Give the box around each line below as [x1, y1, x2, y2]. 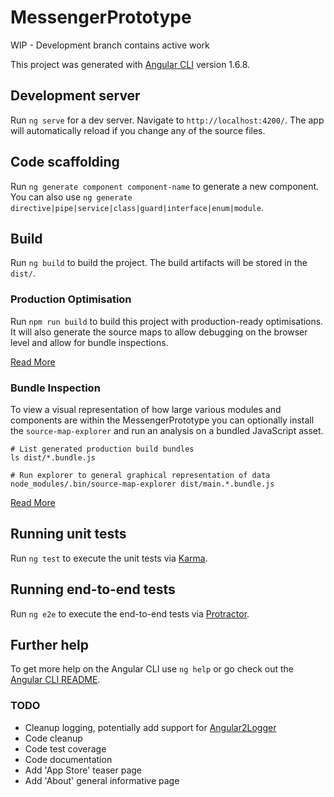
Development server [10, 87, 141, 105]
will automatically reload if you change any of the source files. [10, 124, 266, 136]
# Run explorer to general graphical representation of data [10, 470, 271, 480]
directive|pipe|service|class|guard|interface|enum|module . [10, 201, 264, 213]
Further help [10, 636, 90, 653]
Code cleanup [24, 732, 83, 744]
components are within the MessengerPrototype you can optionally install [10, 414, 315, 426]
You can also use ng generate [10, 191, 133, 203]
